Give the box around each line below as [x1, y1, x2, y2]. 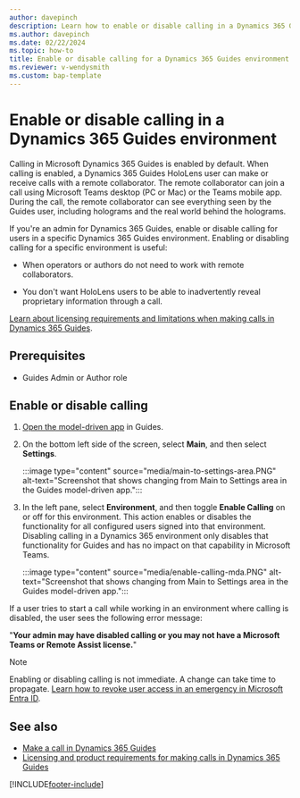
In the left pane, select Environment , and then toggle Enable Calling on [21, 502, 286, 513]
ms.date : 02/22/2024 [9, 38, 87, 47]
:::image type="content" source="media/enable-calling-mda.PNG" [21, 567, 268, 577]
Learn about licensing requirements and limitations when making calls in [9, 313, 275, 323]
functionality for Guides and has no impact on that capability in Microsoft [21, 540, 291, 550]
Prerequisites [9, 349, 86, 364]
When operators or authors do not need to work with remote [21, 259, 245, 270]
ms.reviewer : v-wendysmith [9, 63, 110, 72]
